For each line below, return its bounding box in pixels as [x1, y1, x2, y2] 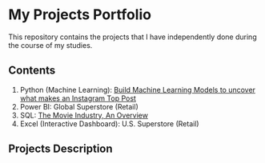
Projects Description [8, 142, 114, 156]
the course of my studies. [8, 40, 93, 50]
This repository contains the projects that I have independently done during [8, 32, 258, 42]
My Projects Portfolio [8, 6, 152, 24]
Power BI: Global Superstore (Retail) [19, 101, 139, 111]
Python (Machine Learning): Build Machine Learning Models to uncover [19, 85, 256, 94]
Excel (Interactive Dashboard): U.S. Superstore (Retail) [19, 118, 199, 129]
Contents [8, 64, 56, 78]
